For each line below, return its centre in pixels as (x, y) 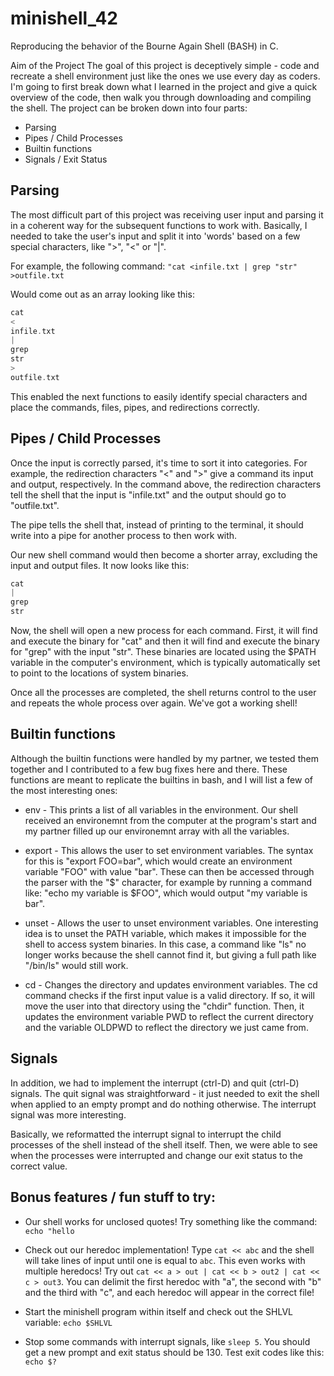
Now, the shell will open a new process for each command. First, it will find (164, 631)
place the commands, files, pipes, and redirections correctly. (135, 407)
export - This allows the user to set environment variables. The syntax (169, 850)
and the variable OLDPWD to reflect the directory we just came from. (166, 1027)
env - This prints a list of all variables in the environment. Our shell (161, 809)
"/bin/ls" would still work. (76, 965)
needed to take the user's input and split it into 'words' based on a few (155, 236)
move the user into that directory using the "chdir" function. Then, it (164, 1006)
